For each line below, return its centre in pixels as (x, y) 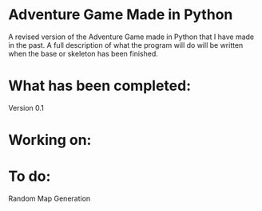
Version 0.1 (26, 107)
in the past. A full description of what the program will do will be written (126, 45)
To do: (30, 176)
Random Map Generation (50, 198)
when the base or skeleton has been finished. (83, 53)
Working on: (50, 140)
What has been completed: (100, 86)
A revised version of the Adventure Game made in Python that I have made (131, 37)
